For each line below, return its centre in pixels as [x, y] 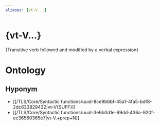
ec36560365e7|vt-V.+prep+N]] [46, 118]
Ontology [26, 70]
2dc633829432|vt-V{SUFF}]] [44, 107]
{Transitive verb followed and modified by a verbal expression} [72, 50]
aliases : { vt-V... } [26, 10]
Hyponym [21, 89]
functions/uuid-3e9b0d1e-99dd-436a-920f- [108, 112]
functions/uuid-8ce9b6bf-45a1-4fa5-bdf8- [106, 101]
